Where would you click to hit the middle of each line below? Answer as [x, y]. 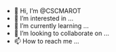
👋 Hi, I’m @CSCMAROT [47, 11]
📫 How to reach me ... [46, 41]
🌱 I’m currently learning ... [51, 26]
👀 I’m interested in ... [44, 18]
